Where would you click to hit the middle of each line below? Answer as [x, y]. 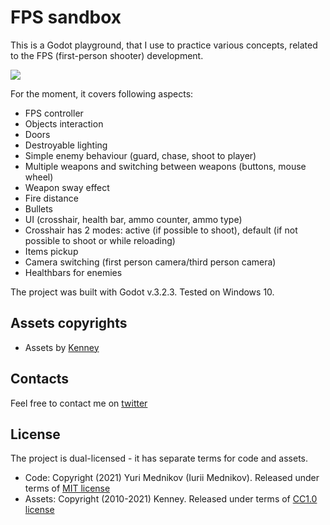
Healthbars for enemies [73, 272]
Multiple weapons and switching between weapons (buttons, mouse [165, 166]
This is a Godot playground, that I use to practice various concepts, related [164, 45]
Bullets [39, 208]
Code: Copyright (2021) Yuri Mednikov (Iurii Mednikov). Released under [172, 478]
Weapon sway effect [67, 187]
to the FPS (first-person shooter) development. [107, 55]
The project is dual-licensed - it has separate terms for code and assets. [159, 458]
